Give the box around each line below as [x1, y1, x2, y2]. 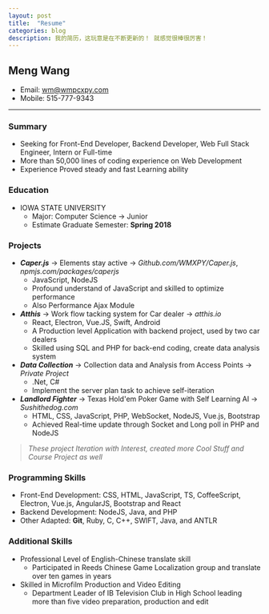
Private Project [19, 368, 70, 378]
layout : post [8, 11, 52, 20]
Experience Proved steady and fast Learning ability [19, 165, 189, 175]
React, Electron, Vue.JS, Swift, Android [31, 317, 161, 327]
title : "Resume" [8, 19, 66, 27]
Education [8, 185, 50, 196]
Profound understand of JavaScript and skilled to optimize [31, 283, 224, 293]
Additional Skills [8, 536, 74, 547]
